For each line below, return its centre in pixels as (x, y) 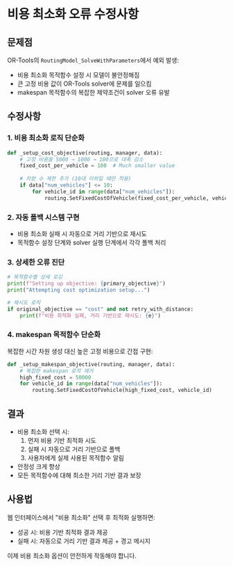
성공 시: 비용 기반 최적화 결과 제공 (62, 532)
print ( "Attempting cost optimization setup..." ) (79, 290)
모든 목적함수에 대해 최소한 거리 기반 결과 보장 (79, 475)
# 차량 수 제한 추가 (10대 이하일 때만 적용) (76, 179)
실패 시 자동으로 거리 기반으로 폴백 (74, 449)
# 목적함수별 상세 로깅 (35, 277)
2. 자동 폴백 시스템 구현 (43, 217)
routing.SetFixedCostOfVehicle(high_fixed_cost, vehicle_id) (122, 391)
